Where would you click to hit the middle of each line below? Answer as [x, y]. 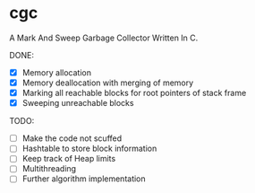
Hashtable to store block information [89, 149]
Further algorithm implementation [84, 179]
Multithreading [49, 169]
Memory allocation [57, 72]
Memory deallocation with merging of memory [108, 83]
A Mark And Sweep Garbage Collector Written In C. [104, 38]
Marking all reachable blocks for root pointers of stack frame [134, 93]
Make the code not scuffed [72, 138]
